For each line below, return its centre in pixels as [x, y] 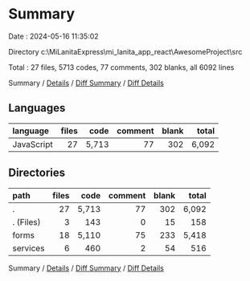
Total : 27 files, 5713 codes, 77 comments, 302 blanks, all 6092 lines [121, 67]
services [29, 248]
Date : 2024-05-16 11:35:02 [53, 36]
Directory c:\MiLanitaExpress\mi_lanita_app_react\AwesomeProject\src [125, 51]
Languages [37, 108]
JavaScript [33, 144]
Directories [37, 173]
